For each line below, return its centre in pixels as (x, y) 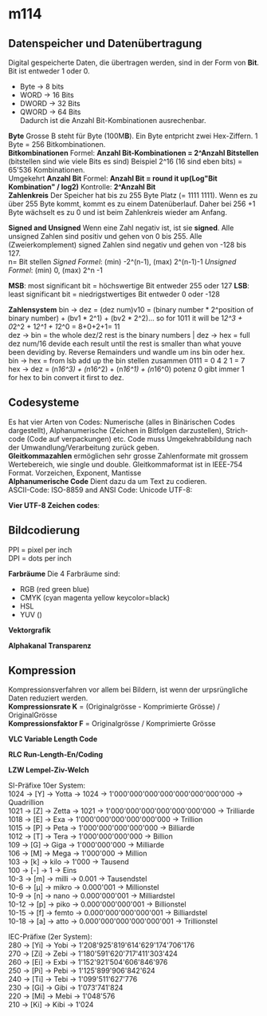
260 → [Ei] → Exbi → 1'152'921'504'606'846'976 (88, 962)
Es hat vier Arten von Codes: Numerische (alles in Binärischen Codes (122, 422)
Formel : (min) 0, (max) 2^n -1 (56, 270)
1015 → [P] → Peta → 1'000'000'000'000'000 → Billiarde (102, 828)
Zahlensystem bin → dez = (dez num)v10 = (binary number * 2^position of (131, 310)
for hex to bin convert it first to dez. (66, 377)
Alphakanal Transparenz (50, 645)
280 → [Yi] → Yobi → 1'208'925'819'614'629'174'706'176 (102, 945)
